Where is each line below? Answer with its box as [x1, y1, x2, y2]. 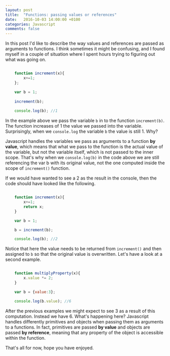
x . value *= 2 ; [23, 276, 53, 281]
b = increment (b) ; [14, 227, 53, 232]
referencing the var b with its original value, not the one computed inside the [5, 160, 165, 166]
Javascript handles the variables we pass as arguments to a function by [5, 138, 156, 144]
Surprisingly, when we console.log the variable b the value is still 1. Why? [5, 128, 158, 135]
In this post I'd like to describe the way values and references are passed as [5, 40, 164, 46]
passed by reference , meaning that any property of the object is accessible [5, 329, 163, 336]
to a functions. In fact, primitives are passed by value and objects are [5, 324, 151, 330]
